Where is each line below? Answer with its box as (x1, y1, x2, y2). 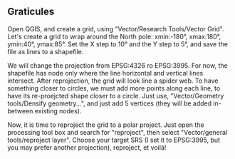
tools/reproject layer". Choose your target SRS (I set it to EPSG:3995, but (7, 135, 221, 144)
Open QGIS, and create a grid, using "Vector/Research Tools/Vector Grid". (7, 24, 224, 33)
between (7, 106, 33, 115)
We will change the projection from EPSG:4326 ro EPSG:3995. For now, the (7, 61, 228, 70)
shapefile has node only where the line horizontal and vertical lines (7, 68, 204, 77)
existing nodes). (34, 106, 82, 115)
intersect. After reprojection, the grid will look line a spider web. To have (7, 76, 219, 85)
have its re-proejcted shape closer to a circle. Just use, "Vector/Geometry (7, 91, 224, 100)
